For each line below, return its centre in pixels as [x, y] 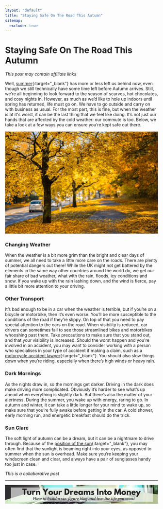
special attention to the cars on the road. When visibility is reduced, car [76, 325]
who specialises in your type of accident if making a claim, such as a [73, 351]
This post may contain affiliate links [41, 74]
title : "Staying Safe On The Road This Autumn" [54, 15]
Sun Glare [17, 428]
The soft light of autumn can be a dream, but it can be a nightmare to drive [80, 439]
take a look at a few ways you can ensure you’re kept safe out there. [73, 125]
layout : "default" [24, 10]
